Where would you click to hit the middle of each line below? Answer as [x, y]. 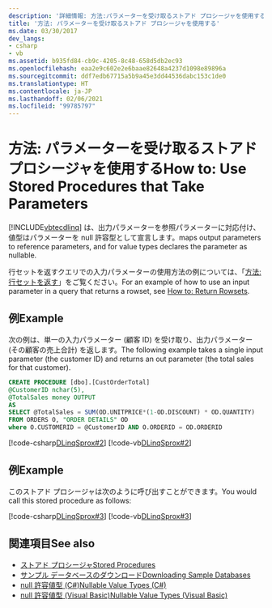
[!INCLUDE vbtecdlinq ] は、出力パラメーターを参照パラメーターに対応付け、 [134, 227]
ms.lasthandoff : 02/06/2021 [56, 99]
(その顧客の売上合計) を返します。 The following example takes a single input [136, 350]
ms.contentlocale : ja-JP [50, 91]
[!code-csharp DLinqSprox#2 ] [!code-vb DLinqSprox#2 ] [100, 443]
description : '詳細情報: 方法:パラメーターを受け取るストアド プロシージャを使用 [131, 16]
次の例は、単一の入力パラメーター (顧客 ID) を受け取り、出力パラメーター [131, 339]
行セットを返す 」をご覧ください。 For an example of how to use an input [129, 282]
